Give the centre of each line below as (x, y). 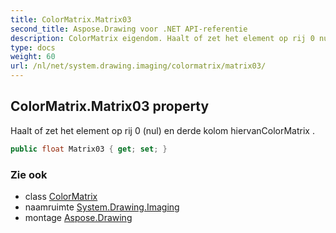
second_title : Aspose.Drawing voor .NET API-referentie (129, 29)
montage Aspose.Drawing (78, 217)
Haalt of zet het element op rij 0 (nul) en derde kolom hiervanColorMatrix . (162, 130)
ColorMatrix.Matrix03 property (110, 106)
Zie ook (29, 174)
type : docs (33, 47)
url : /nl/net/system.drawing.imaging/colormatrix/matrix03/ (138, 66)
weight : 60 (33, 57)
